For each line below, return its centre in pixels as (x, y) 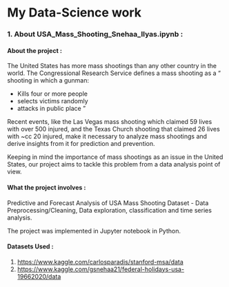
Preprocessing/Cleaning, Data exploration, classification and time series (110, 210)
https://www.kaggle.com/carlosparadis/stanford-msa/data (100, 262)
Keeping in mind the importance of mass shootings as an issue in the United (115, 157)
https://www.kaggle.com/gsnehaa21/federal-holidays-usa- (101, 269)
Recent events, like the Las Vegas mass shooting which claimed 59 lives (110, 122)
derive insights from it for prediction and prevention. (81, 144)
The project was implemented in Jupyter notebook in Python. (94, 231)
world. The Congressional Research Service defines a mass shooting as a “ (114, 73)
